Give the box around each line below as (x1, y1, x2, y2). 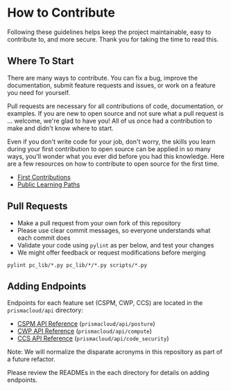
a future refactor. (7, 355, 55, 363)
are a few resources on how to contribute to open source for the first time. (7, 159, 220, 168)
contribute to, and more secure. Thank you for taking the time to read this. (7, 35, 219, 43)
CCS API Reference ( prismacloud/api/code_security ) (17, 334, 169, 342)
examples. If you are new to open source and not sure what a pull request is (7, 109, 224, 117)
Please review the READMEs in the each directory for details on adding (7, 369, 209, 377)
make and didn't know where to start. (7, 123, 114, 132)
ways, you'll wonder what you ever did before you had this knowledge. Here (7, 152, 225, 160)
